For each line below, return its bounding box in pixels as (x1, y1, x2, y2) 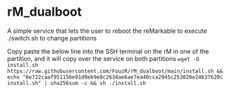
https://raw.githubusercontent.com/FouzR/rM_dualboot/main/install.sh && (7, 68, 224, 75)
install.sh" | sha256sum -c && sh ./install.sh (7, 79, 147, 86)
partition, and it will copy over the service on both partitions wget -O (7, 54, 200, 62)
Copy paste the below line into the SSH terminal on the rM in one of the (7, 47, 209, 55)
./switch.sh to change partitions (7, 34, 97, 42)
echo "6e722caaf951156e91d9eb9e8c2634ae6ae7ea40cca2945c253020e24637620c (7, 73, 224, 81)
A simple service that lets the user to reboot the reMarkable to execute (7, 27, 208, 35)
